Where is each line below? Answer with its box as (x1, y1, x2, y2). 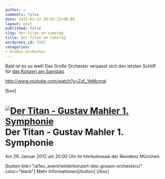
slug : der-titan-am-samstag (5, 30, 64, 35)
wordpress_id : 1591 (5, 40, 46, 45)
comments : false (5, 12, 39, 17)
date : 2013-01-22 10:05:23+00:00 (5, 16, 75, 21)
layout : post (5, 21, 32, 26)
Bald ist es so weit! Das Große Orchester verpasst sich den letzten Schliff (5, 63, 156, 69)
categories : (5, 44, 30, 49)
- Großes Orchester (5, 49, 46, 54)
